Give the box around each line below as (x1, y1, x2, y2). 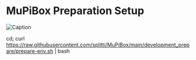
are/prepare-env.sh (6, 47, 54, 54)
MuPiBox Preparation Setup (6, 4, 145, 18)
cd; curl (6, 35, 25, 42)
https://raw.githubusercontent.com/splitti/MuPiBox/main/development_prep (6, 41, 190, 48)
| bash (54, 47, 70, 54)
